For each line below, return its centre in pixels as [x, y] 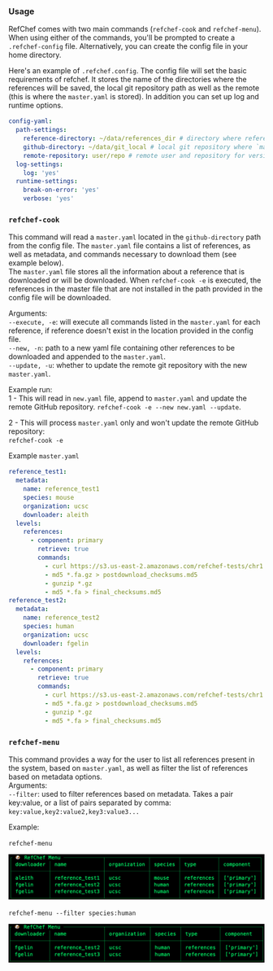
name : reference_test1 [61, 489]
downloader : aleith [56, 514]
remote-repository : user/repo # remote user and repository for [134, 155]
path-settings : [41, 130]
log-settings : [39, 164]
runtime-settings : [47, 182]
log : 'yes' [41, 173]
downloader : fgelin [56, 643]
